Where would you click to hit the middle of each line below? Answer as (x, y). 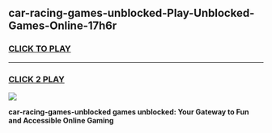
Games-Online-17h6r (63, 26)
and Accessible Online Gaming (61, 120)
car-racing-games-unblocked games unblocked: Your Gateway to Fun (129, 111)
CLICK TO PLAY (40, 49)
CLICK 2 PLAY (36, 79)
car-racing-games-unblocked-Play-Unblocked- (132, 13)
